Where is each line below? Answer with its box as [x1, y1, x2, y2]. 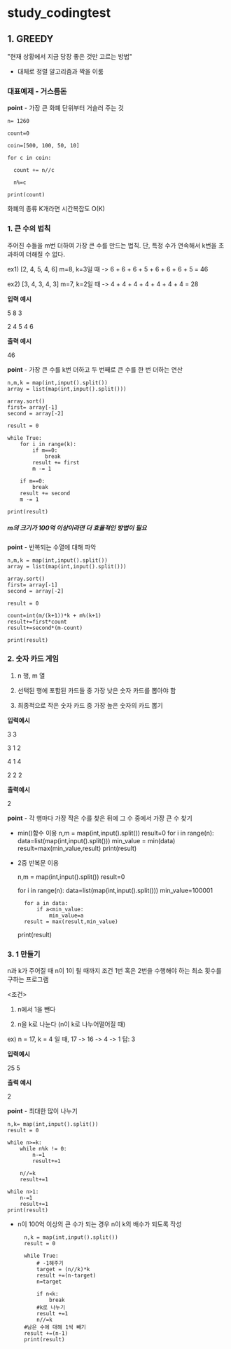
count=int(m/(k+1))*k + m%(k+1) [7, 612, 101, 619]
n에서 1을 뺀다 [17, 1005, 56, 1014]
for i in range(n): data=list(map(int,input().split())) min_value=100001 [17, 886, 213, 894]
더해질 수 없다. [25, 250, 65, 258]
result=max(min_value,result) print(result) [17, 844, 137, 852]
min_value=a [48, 912, 84, 919]
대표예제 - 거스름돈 [7, 86, 67, 96]
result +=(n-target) [36, 1272, 97, 1280]
